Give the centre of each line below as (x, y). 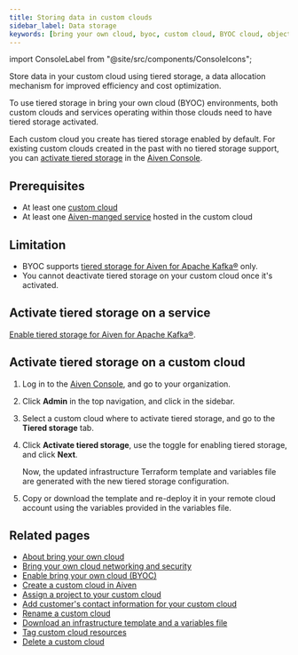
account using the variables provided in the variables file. (127, 507)
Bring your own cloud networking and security (107, 566)
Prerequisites (47, 186)
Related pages (50, 535)
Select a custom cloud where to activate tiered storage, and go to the (149, 418)
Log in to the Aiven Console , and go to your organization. (126, 384)
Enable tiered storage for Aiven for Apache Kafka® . (103, 334)
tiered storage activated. (54, 122)
